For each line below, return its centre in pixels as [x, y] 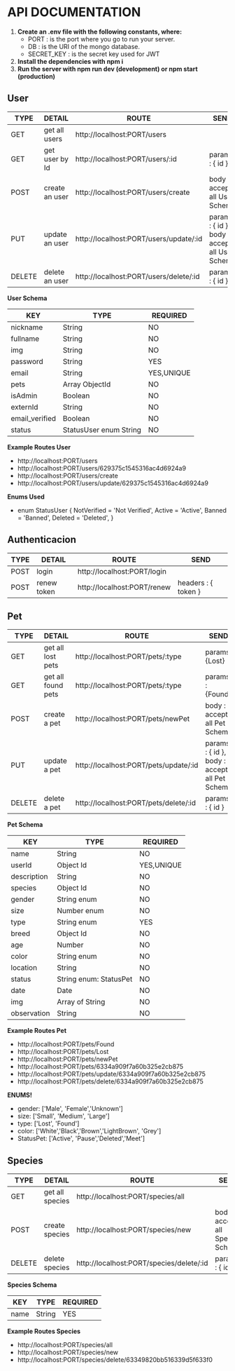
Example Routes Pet [37, 1031]
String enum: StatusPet [95, 979]
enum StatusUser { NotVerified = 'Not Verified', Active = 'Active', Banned [122, 510]
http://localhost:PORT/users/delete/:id [137, 276]
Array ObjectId [87, 384]
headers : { [195, 583]
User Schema [27, 298]
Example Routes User [39, 447]
